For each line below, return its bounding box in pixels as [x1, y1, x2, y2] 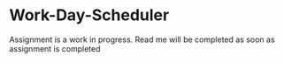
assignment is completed [9, 43, 101, 53]
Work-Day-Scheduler [9, 5, 170, 25]
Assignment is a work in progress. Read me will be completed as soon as [9, 34, 276, 45]
